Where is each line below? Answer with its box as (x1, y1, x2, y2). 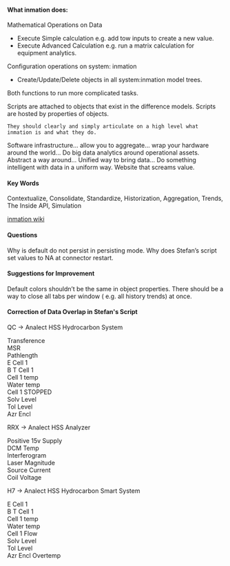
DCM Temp (7, 444, 39, 452)
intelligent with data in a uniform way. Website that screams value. (7, 163, 195, 172)
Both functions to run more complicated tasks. (7, 89, 139, 97)
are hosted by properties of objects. (7, 110, 109, 118)
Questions (7, 231, 38, 239)
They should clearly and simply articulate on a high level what (7, 123, 198, 130)
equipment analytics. (17, 49, 77, 57)
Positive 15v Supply (7, 437, 63, 445)
